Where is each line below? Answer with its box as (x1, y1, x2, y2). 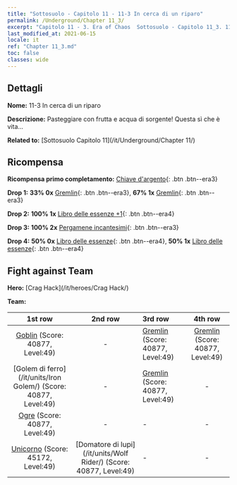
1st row (26, 314, 53, 324)
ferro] (47, 364, 67, 374)
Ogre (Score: (18, 410, 61, 420)
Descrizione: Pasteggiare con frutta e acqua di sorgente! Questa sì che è (7, 114, 221, 123)
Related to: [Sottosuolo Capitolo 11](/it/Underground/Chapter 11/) (7, 135, 195, 145)
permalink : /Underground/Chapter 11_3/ (7, 17, 125, 24)
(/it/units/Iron (18, 373, 62, 383)
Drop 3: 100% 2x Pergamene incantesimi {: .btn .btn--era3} (7, 223, 180, 232)
